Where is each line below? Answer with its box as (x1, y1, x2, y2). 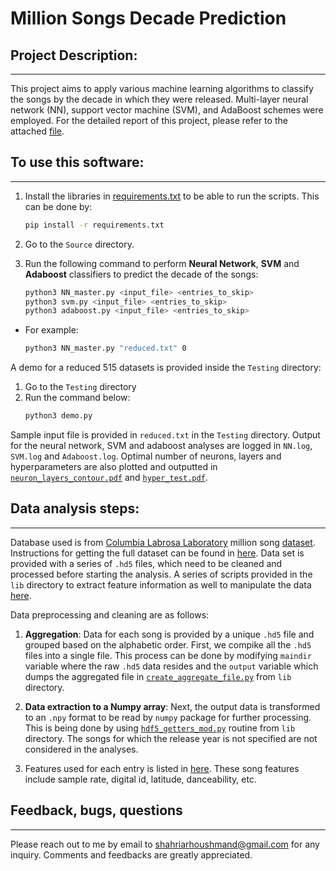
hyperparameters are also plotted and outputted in (10, 461, 218, 473)
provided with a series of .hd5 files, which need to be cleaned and (10, 557, 283, 569)
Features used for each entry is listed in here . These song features (24, 762, 300, 774)
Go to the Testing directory (24, 381, 137, 393)
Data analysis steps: (10, 500, 140, 517)
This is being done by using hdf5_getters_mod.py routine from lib (24, 722, 296, 734)
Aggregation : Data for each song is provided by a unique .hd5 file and (24, 628, 315, 640)
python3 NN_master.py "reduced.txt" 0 (24, 343, 187, 354)
